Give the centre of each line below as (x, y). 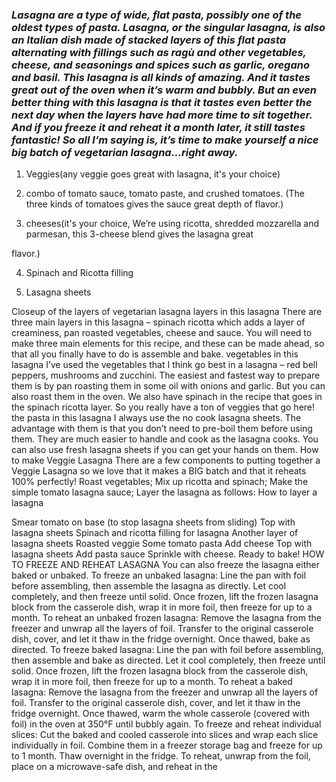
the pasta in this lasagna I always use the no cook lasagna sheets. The (156, 418)
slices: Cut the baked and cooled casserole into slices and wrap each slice (165, 735)
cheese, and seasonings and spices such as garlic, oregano (160, 65)
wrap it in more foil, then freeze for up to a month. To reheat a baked (152, 682)
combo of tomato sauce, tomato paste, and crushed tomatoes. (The (165, 194)
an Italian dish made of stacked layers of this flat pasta (149, 40)
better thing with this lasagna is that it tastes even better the (162, 102)
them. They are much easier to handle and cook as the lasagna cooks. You (165, 439)
